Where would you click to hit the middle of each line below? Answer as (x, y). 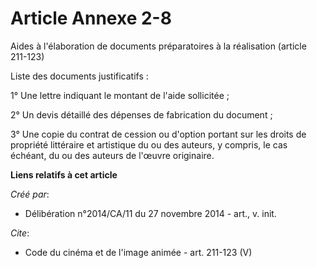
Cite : (20, 233)
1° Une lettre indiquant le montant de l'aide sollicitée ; (120, 95)
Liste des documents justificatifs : (79, 76)
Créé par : (30, 194)
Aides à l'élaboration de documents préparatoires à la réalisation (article (158, 46)
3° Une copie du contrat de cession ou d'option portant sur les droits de (158, 134)
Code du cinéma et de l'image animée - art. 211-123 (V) (138, 252)
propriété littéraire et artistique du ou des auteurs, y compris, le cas (149, 144)
